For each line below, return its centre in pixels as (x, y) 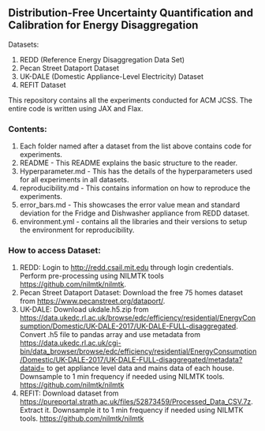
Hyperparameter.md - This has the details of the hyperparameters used (136, 171)
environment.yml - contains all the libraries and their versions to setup (133, 222)
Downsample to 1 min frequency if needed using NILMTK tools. (122, 377)
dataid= (32, 368)
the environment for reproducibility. (77, 230)
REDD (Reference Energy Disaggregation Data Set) (102, 59)
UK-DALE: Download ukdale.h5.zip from (84, 309)
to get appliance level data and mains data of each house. (140, 368)
